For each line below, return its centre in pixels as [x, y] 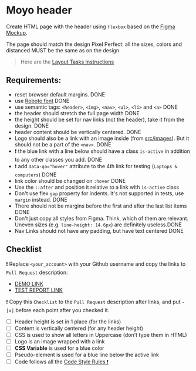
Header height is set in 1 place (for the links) [68, 322]
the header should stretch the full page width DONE [77, 113]
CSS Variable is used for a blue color [59, 348]
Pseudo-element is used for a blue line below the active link [87, 355]
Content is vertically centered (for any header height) [79, 328]
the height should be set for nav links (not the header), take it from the [99, 119]
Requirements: [34, 80]
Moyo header [39, 10]
